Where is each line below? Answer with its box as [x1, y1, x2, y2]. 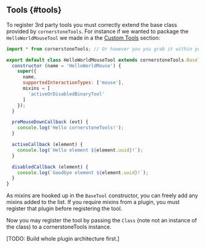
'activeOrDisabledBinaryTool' [28, 91, 105, 97]
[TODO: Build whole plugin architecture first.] [6, 235, 120, 243]
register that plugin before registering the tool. [6, 205, 123, 213]
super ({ [17, 68, 37, 75]
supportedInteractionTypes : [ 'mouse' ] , [22, 79, 124, 86]
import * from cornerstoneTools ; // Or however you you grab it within [6, 46, 192, 52]
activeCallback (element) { [12, 142, 84, 148]
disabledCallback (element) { [12, 164, 88, 170]
